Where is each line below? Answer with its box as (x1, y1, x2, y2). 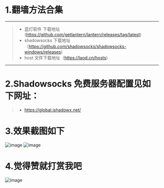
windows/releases (24, 49, 61, 55)
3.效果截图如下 (5, 125, 65, 137)
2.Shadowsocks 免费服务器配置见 (5, 79, 143, 89)
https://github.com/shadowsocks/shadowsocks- (28, 43, 127, 49)
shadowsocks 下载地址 (24, 37, 71, 43)
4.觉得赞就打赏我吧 (5, 161, 82, 171)
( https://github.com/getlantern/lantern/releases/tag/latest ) (24, 31, 142, 37)
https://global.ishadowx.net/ (24, 107, 82, 113)
